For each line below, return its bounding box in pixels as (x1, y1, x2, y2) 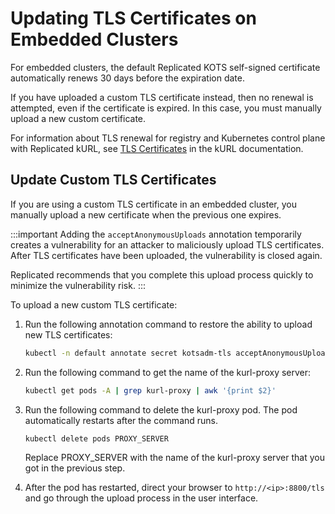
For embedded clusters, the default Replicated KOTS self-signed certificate (10, 61, 321, 73)
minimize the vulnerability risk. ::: (10, 279, 147, 291)
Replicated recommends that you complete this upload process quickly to (10, 268, 314, 281)
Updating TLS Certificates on (10, 7, 257, 30)
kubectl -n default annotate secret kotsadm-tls (24, 348, 232, 358)
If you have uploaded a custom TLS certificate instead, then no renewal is (10, 91, 314, 103)
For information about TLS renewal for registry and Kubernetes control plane (10, 132, 326, 144)
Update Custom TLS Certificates (10, 172, 217, 189)
